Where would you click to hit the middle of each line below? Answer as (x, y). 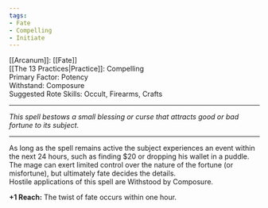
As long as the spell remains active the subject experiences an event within (132, 148)
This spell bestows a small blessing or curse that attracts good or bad (124, 117)
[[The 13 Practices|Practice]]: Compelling (77, 69)
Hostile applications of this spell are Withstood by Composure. (111, 182)
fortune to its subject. (44, 125)
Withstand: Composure (47, 86)
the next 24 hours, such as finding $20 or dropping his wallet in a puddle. (129, 156)
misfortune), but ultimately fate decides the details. (93, 173)
